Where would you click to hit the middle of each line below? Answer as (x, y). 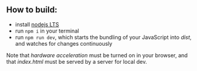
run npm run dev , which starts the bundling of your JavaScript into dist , (103, 37)
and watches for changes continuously (64, 43)
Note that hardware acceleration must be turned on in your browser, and (97, 55)
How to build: (32, 10)
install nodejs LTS (37, 24)
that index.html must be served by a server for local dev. (77, 61)
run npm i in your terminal (47, 31)
